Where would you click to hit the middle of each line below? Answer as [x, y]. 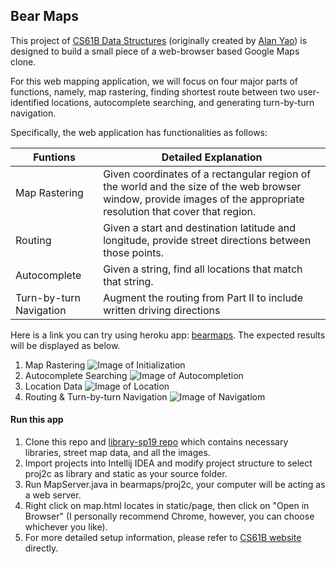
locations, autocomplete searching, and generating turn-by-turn [183, 102]
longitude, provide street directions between [207, 240]
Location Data [53, 386]
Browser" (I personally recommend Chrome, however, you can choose [169, 516]
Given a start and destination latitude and [199, 227]
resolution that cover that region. [180, 211]
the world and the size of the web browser [202, 186]
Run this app [37, 420]
